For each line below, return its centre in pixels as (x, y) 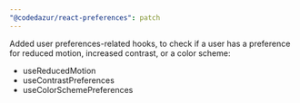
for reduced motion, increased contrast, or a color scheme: (120, 53)
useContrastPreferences (69, 80)
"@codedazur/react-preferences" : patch (85, 18)
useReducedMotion (59, 70)
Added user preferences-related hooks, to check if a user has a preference (150, 43)
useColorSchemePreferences (78, 89)
